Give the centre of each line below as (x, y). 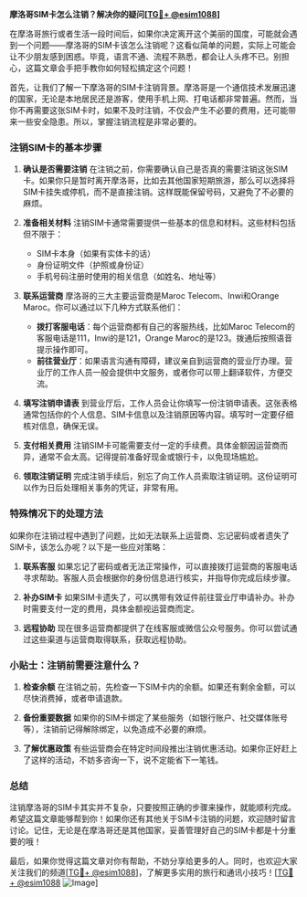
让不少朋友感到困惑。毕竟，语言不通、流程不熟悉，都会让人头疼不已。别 (145, 57)
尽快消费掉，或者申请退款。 (75, 698)
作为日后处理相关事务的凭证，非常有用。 (107, 488)
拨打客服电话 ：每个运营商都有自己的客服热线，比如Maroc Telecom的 (165, 327)
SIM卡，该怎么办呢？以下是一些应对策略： (89, 546)
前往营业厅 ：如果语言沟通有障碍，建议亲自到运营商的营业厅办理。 (160, 361)
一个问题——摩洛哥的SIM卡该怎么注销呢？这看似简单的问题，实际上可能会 (157, 45)
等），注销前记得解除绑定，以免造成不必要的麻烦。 (117, 729)
